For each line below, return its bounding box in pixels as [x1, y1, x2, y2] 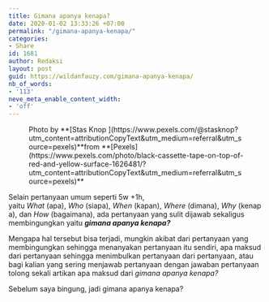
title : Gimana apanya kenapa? [8, 11, 111, 20]
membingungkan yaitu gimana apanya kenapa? [8, 218, 171, 228]
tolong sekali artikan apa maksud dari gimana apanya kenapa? [8, 269, 219, 278]
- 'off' [8, 102, 35, 110]
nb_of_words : [8, 80, 53, 88]
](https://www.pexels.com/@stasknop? [108, 125, 239, 135]
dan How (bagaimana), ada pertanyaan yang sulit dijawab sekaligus [19, 209, 245, 219]
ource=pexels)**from [28, 142, 100, 152]
